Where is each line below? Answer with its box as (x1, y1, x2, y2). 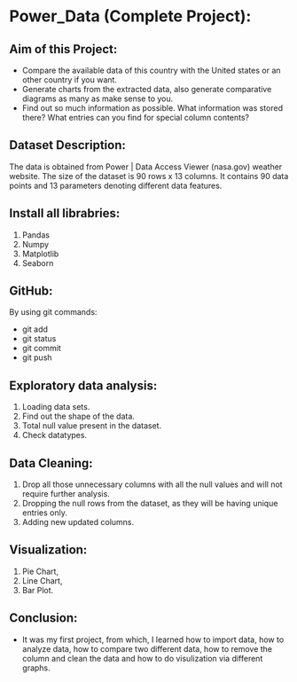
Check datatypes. (21, 430, 87, 441)
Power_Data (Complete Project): (9, 6, 252, 27)
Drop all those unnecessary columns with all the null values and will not (21, 479, 283, 490)
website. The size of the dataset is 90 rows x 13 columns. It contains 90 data (9, 170, 289, 181)
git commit (21, 343, 62, 354)
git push (21, 352, 52, 363)
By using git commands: (9, 307, 98, 317)
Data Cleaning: (9, 455, 93, 471)
